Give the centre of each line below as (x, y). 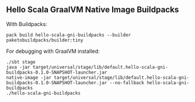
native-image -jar (29, 77)
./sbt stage (21, 62)
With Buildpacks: (27, 24)
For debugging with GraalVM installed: (53, 51)
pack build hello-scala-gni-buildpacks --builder (69, 35)
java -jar (18, 67)
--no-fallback (127, 82)
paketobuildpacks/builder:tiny (45, 40)
